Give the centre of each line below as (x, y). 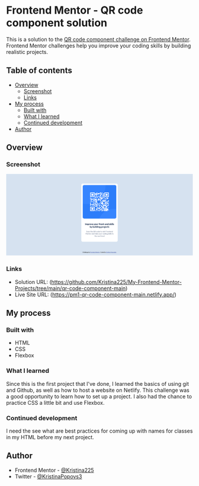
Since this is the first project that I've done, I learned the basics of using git (98, 383)
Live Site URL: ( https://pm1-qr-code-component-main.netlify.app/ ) (95, 295)
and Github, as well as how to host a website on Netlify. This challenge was (98, 390)
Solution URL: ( (33, 282)
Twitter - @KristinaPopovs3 (48, 476)
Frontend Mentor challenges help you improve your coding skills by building (99, 46)
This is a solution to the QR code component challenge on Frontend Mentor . (98, 39)
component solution (57, 23)
